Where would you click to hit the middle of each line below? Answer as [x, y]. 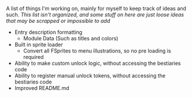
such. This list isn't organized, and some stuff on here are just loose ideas [95, 15]
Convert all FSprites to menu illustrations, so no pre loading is [97, 51]
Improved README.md [42, 88]
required [33, 57]
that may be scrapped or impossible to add [58, 21]
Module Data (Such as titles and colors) [71, 38]
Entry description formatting [48, 32]
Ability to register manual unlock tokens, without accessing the [90, 76]
